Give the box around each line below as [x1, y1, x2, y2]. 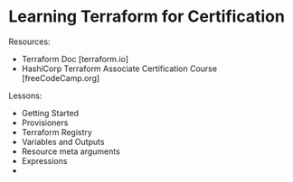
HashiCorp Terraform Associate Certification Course [21, 63, 218, 74]
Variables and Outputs [21, 136, 105, 147]
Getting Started [21, 107, 79, 118]
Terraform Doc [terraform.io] [21, 53, 128, 64]
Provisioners [21, 117, 69, 128]
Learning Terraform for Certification [8, 6, 286, 27]
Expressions [21, 155, 68, 166]
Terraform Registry [21, 126, 92, 137]
